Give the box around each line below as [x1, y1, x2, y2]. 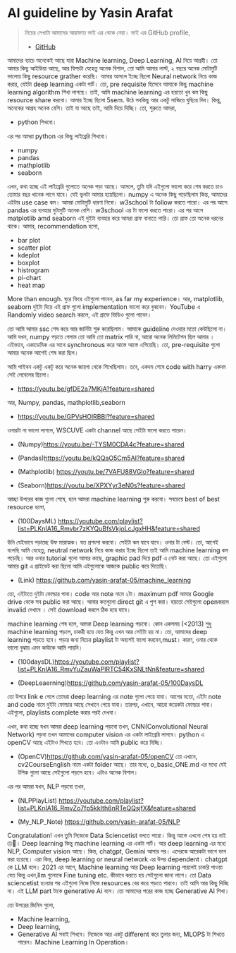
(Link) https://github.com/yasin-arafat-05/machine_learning [17, 576, 192, 584]
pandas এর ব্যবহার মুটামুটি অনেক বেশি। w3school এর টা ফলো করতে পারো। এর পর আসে [7, 206, 204, 214]
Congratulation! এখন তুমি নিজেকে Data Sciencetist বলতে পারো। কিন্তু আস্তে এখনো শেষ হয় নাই [7, 831, 227, 839]
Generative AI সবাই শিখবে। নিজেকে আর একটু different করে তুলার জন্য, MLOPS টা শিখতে [17, 930, 225, 938]
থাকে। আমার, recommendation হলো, [7, 221, 100, 230]
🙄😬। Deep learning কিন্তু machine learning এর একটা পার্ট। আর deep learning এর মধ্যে [7, 839, 227, 847]
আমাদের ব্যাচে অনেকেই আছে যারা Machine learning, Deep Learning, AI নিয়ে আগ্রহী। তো [7, 56, 218, 64]
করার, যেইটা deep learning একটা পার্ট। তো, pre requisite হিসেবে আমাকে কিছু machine [7, 80, 213, 88]
